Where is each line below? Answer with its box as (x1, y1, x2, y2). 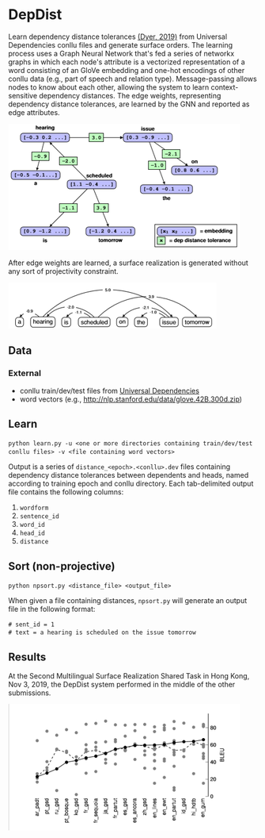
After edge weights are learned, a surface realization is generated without (8, 258, 249, 267)
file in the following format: (8, 605, 96, 614)
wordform (19, 504, 49, 513)
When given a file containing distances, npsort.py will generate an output (8, 596, 248, 605)
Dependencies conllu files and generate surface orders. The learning (8, 40, 233, 49)
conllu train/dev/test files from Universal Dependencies (19, 386, 200, 395)
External (8, 367, 42, 379)
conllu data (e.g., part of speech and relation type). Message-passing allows (8, 74, 257, 83)
